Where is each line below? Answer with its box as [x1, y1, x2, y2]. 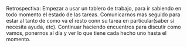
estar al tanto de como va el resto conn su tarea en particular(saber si [6, 17, 175, 24]
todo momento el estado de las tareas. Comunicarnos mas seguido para [6, 11, 181, 18]
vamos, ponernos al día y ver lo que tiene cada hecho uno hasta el [6, 30, 167, 37]
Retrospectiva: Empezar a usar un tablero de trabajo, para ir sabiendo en [6, 5, 182, 12]
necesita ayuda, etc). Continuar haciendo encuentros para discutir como [6, 23, 181, 30]
